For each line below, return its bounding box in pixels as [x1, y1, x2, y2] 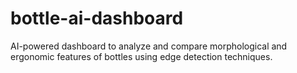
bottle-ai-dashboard [10, 7, 184, 30]
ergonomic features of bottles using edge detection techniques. [10, 50, 273, 62]
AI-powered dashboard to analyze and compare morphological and [10, 40, 288, 52]
